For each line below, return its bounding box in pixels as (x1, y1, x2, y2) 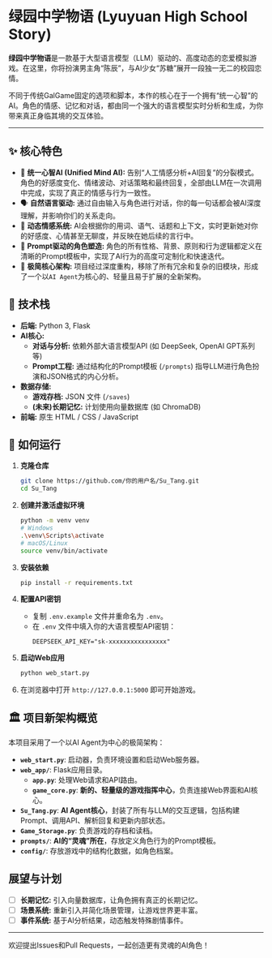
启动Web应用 (19, 653, 65, 663)
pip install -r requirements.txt (19, 578, 134, 586)
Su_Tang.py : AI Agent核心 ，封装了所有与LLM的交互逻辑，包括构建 (19, 805, 240, 815)
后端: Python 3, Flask (19, 320, 91, 330)
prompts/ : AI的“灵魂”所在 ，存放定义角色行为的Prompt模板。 (19, 836, 221, 846)
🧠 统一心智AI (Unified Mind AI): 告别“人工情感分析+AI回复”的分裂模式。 (19, 167, 259, 177)
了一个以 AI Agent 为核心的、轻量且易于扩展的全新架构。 (19, 271, 206, 281)
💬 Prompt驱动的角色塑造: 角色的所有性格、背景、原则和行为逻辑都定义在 (19, 241, 263, 251)
